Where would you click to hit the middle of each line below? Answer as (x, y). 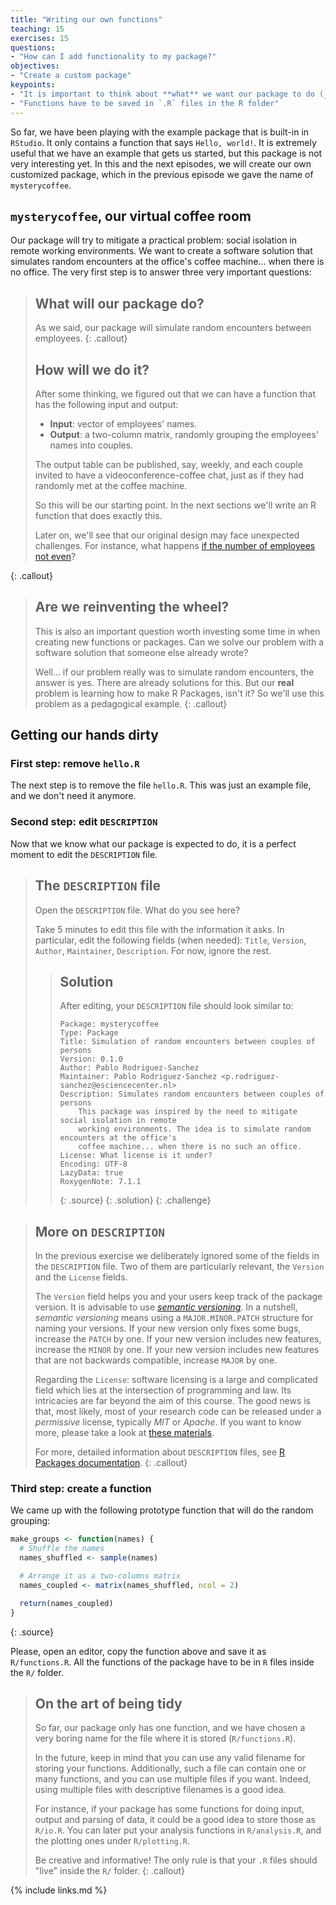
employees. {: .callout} (81, 338)
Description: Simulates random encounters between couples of (192, 1094)
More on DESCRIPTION (99, 1231)
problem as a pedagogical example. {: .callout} (131, 703)
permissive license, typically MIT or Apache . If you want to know (168, 1422)
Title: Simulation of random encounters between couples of (187, 1042)
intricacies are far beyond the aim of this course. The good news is (172, 1401)
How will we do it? (92, 369)
